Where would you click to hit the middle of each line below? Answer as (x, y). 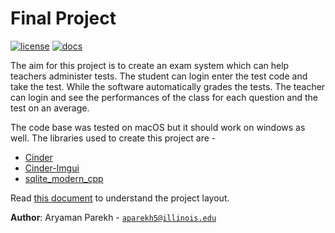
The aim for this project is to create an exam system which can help (150, 65)
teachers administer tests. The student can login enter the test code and (159, 76)
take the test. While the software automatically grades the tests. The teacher (168, 86)
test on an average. (50, 108)
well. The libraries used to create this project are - (113, 138)
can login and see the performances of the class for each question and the (164, 97)
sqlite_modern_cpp (64, 178)
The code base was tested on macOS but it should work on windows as (158, 127)
